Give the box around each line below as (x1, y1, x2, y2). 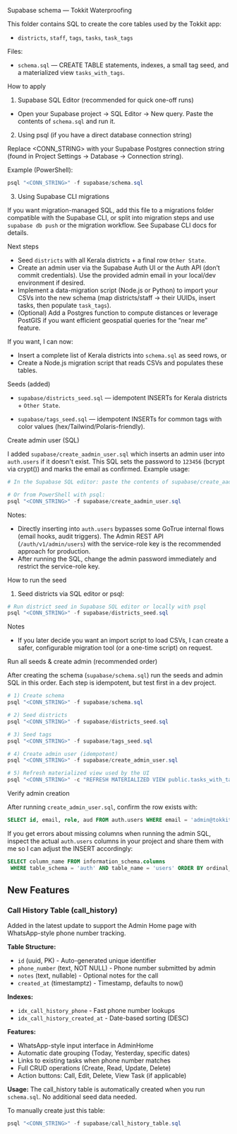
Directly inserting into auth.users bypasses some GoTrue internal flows (17, 524, 224, 533)
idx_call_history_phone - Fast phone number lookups (17, 1007, 175, 1015)
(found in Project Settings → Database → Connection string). (7, 152, 184, 160)
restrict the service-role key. (17, 562, 100, 571)
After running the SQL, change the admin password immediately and (17, 554, 217, 563)
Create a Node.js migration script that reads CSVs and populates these (17, 358, 224, 367)
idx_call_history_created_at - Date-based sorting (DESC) (17, 1014, 189, 1022)
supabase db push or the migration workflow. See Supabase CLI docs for (7, 221, 217, 229)
